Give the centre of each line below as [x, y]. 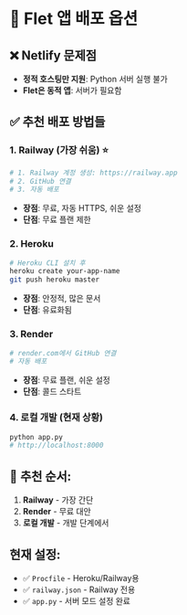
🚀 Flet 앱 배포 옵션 [74, 19]
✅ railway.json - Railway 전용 [79, 589]
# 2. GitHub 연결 [40, 181]
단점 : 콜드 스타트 [52, 392]
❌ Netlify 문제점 [53, 55]
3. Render [31, 334]
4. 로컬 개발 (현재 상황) [56, 418]
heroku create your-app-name [65, 271]
